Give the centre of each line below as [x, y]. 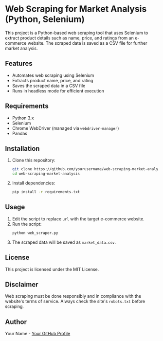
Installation [22, 149]
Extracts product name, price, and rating [53, 80]
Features [19, 63]
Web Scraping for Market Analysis [76, 9]
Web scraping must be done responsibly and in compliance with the [73, 296]
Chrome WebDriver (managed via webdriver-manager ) [65, 128]
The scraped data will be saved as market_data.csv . [64, 242]
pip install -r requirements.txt [46, 192]
